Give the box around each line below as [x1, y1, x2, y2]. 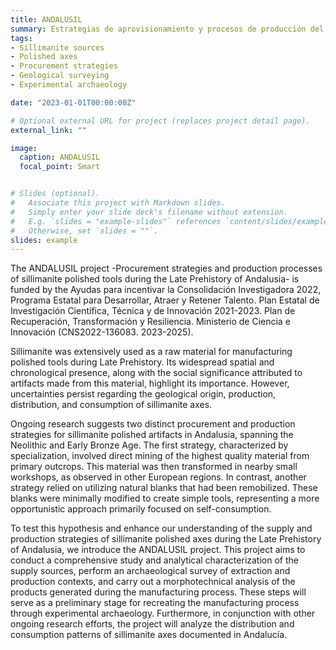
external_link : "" [10, 125, 87, 135]
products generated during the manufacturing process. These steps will [10, 586, 307, 598]
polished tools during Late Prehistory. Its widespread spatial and [10, 356, 275, 368]
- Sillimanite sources [10, 42, 105, 53]
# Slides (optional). [10, 189, 101, 199]
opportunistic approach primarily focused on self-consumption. [10, 503, 272, 515]
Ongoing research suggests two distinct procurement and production [10, 418, 296, 430]
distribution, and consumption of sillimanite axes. [10, 399, 213, 411]
